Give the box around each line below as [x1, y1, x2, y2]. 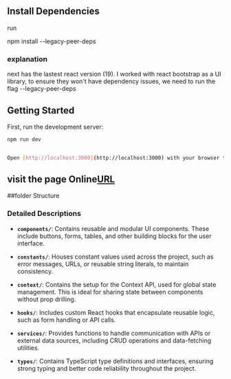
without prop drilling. [16, 295, 76, 303]
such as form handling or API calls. [16, 316, 116, 324]
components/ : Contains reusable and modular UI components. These [16, 224, 210, 232]
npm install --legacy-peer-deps [7, 37, 96, 45]
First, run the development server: [7, 122, 104, 131]
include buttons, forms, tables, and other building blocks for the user [16, 232, 212, 240]
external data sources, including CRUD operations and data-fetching [16, 336, 212, 345]
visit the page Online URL [7, 173, 115, 185]
